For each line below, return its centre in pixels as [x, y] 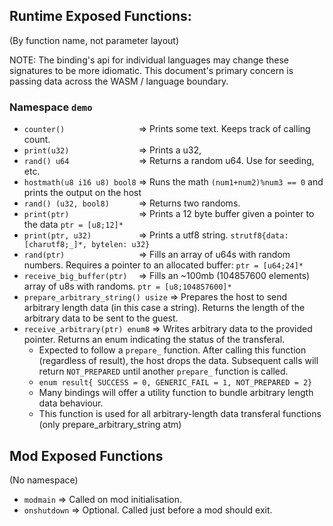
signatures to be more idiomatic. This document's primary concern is [151, 70]
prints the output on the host [82, 193]
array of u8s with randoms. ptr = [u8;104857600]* [127, 286]
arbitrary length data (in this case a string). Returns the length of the [164, 308]
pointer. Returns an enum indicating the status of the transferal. [154, 340]
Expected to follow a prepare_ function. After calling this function [172, 350]
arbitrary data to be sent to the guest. [101, 318]
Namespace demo [51, 107]
